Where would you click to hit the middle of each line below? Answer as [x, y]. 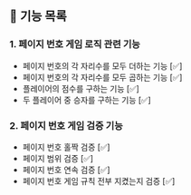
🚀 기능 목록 [38, 16]
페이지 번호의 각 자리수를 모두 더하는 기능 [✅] [102, 65]
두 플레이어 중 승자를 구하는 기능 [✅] [86, 100]
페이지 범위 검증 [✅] [57, 158]
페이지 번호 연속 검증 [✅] [66, 170]
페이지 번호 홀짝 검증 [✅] [66, 147]
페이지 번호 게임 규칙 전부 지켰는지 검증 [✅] [99, 180]
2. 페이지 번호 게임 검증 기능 [67, 125]
